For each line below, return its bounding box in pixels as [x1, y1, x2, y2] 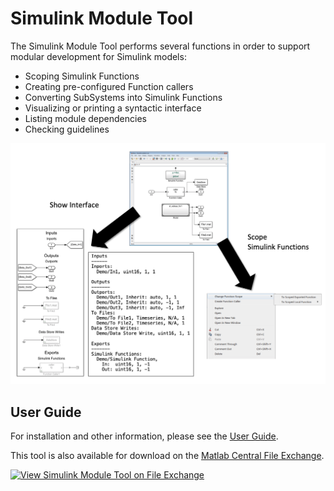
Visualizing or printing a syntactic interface [24, 102, 202, 114]
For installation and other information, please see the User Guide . [10, 430, 279, 442]
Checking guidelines [24, 123, 110, 135]
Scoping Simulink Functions [24, 70, 140, 82]
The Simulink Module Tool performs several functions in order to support [10, 40, 311, 52]
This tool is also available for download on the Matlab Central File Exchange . [10, 450, 325, 462]
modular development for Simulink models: [10, 50, 187, 62]
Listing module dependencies [24, 112, 147, 124]
